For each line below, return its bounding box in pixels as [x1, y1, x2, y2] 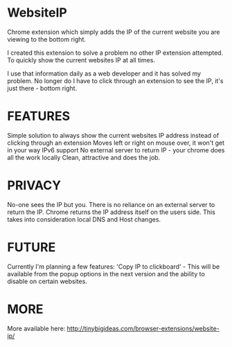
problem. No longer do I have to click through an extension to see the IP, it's [7, 76, 224, 84]
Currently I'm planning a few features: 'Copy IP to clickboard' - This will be [7, 262, 220, 271]
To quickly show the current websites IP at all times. [7, 55, 156, 64]
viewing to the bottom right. [7, 35, 87, 43]
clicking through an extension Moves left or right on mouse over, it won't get [7, 139, 225, 147]
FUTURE [7, 240, 56, 255]
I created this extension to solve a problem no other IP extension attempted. [7, 48, 224, 57]
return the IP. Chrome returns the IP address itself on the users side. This [7, 208, 216, 216]
